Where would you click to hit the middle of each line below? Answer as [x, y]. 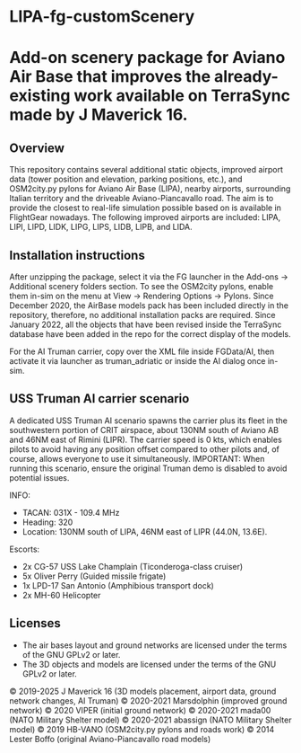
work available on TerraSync [182, 96]
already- [246, 77]
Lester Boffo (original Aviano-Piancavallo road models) [110, 739]
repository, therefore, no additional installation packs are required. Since [142, 315]
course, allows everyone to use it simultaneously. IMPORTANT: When [137, 458]
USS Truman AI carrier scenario [99, 399]
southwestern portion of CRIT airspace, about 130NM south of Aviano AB [144, 430]
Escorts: [25, 549]
